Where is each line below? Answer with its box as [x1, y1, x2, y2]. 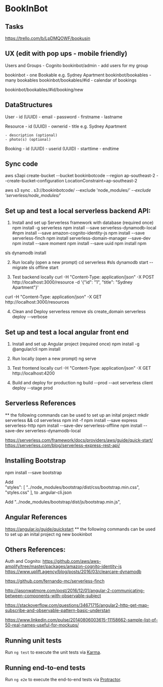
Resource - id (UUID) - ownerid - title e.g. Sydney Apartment [5, 123, 127, 129]
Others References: [5, 545, 66, 554]
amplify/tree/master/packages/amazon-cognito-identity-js [5, 563, 122, 570]
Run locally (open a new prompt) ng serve [12, 355, 96, 362]
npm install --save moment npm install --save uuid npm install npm [12, 241, 147, 246]
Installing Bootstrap [5, 457, 66, 465]
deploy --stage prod [12, 385, 53, 391]
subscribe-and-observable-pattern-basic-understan [5, 607, 110, 614]
